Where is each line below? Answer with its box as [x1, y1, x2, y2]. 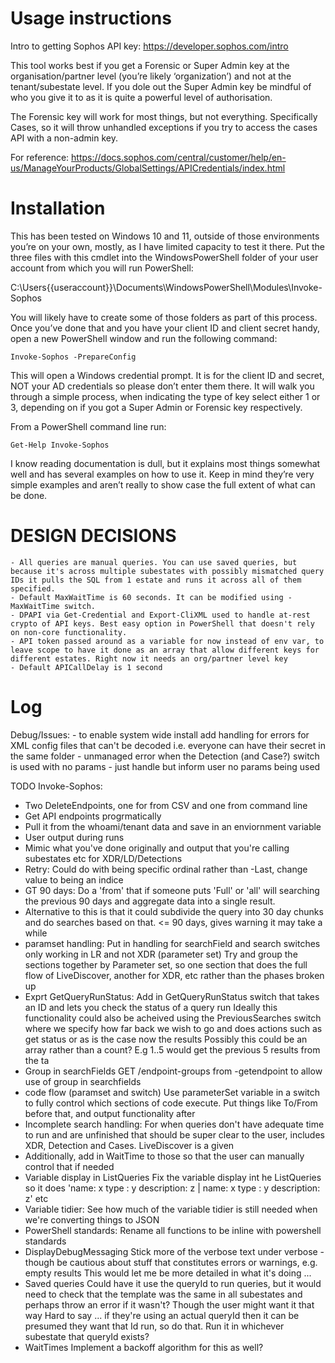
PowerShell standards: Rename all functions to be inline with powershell [24, 1224, 322, 1236]
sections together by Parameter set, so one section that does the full [24, 958, 308, 971]
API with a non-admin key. [10, 132, 118, 144]
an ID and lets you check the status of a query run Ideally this [24, 1001, 278, 1013]
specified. [10, 583, 56, 594]
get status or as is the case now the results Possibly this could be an [24, 1033, 308, 1045]
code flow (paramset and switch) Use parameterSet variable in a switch [24, 1086, 321, 1098]
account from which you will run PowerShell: [10, 262, 194, 274]
